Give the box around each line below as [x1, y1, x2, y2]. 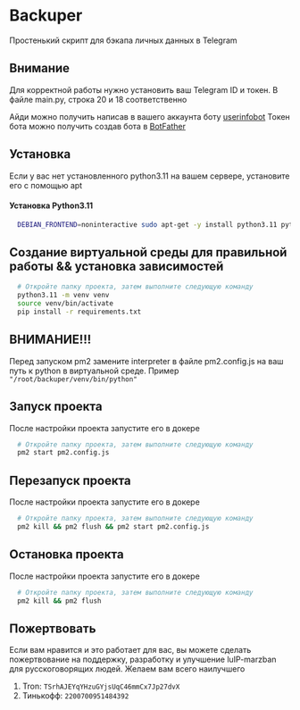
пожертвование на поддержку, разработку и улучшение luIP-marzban [9, 654, 277, 665]
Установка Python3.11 [9, 200, 94, 211]
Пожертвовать [9, 621, 96, 636]
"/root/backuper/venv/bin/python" [9, 374, 138, 384]
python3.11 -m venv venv [17, 291, 110, 300]
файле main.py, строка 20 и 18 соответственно [9, 94, 187, 104]
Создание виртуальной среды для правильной [9, 245, 287, 260]
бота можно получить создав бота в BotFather [9, 121, 186, 131]
